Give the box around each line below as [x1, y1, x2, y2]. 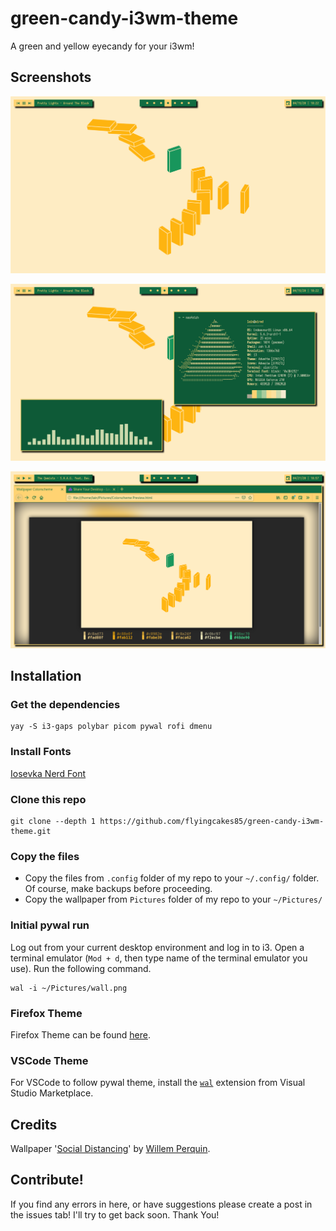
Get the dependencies [10, 698, 121, 712]
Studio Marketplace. [10, 1087, 94, 1099]
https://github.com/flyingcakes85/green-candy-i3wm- [99, 817, 325, 827]
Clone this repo [10, 792, 87, 806]
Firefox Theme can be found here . [10, 1028, 151, 1041]
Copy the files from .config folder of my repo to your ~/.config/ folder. [24, 872, 320, 884]
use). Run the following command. [10, 962, 152, 974]
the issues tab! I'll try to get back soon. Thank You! [10, 1208, 220, 1221]
